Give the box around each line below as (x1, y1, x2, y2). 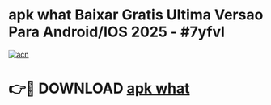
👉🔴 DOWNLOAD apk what (8, 79, 190, 98)
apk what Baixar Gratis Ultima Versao (8, 6, 264, 24)
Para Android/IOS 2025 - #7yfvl (8, 23, 225, 41)
